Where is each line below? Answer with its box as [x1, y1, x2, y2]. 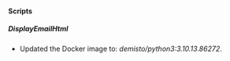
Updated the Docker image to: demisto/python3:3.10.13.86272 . [19, 44, 222, 53]
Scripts [8, 6, 33, 16]
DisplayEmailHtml [8, 24, 69, 34]
